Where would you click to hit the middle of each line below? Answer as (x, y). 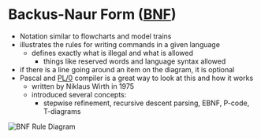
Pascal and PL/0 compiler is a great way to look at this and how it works (136, 78)
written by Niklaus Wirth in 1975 (83, 86)
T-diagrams (62, 111)
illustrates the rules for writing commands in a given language (120, 44)
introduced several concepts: (79, 94)
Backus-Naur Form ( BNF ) (92, 15)
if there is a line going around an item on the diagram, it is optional (127, 69)
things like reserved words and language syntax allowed (134, 61)
